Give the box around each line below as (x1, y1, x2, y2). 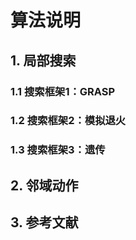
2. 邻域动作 (10, 177, 79, 194)
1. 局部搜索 (10, 52, 77, 69)
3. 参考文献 (10, 214, 79, 231)
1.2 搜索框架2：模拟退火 (10, 114, 127, 128)
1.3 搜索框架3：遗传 (10, 143, 106, 157)
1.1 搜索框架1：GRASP (10, 84, 116, 98)
